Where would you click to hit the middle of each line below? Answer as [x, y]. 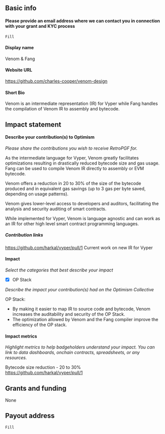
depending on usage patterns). [37, 194]
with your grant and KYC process [40, 26]
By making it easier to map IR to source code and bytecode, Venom [81, 309]
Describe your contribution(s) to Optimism [50, 137]
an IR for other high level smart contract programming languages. [72, 224]
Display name [19, 48]
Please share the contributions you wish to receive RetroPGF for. [71, 148]
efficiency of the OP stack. [40, 325]
